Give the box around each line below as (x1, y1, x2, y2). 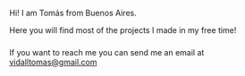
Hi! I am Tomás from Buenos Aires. (9, 8, 137, 18)
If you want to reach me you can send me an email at (9, 46, 205, 57)
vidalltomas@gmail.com (9, 56, 97, 67)
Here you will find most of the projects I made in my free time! (9, 25, 237, 35)
